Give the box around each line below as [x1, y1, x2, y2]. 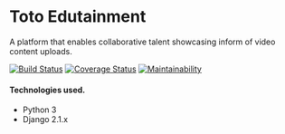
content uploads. [9, 45, 72, 56]
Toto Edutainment [9, 6, 147, 27]
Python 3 [22, 104, 57, 115]
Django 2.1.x [22, 114, 69, 125]
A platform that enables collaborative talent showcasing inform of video [9, 36, 276, 47]
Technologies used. [9, 84, 86, 95]
